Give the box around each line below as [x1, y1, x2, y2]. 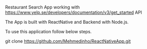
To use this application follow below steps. [5, 29, 92, 34]
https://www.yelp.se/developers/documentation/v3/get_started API [5, 9, 142, 15]
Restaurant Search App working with [5, 4, 80, 10]
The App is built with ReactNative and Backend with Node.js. [5, 19, 129, 25]
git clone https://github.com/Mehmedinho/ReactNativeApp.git [5, 38, 131, 44]
